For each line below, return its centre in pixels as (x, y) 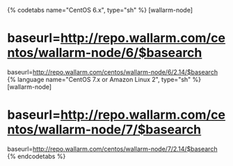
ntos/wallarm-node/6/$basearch (105, 53)
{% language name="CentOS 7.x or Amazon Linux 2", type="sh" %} (104, 79)
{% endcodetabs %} (37, 156)
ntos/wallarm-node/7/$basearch (104, 130)
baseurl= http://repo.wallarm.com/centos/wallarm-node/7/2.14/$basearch (112, 149)
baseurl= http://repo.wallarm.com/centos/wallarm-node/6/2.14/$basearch (112, 72)
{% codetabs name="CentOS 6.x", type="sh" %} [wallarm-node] (100, 10)
